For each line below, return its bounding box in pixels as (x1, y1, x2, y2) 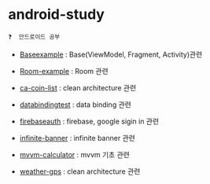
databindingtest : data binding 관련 (19, 100, 131, 109)
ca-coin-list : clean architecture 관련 (19, 83, 137, 92)
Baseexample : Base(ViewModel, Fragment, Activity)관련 (19, 50, 203, 59)
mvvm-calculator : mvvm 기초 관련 (19, 149, 130, 159)
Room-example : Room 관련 (19, 66, 109, 75)
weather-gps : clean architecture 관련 (19, 167, 141, 176)
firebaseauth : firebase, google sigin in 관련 (19, 116, 160, 126)
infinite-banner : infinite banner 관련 (19, 133, 135, 142)
